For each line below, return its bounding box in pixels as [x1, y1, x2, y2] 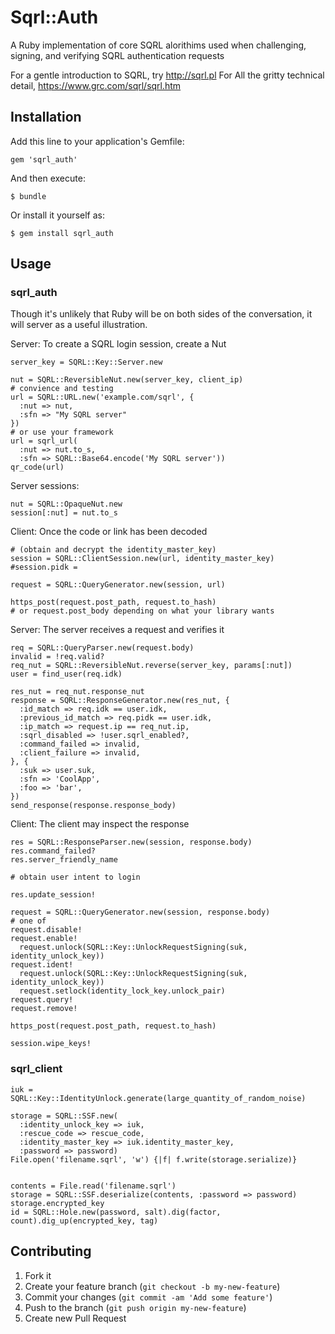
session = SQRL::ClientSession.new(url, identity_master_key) [10, 554, 275, 564]
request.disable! [10, 925, 83, 935]
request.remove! [10, 1004, 78, 1014]
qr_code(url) [10, 462, 65, 473]
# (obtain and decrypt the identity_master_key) [10, 545, 217, 555]
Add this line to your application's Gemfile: [10, 135, 185, 147]
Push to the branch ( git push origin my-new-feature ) [24, 1301, 247, 1313]
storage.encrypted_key [10, 1198, 105, 1208]
